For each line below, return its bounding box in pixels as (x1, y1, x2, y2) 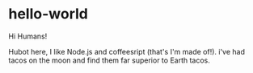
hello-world (8, 5, 89, 23)
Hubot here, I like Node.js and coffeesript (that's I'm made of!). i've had (8, 47, 245, 56)
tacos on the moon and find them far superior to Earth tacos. (8, 55, 210, 65)
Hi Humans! (8, 31, 48, 41)
